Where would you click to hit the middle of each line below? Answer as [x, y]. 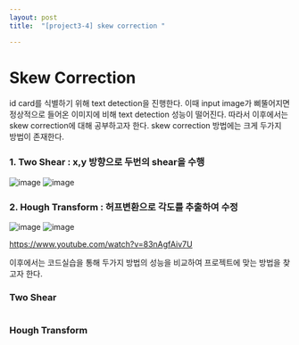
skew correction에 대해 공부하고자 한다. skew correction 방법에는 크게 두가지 [145, 126]
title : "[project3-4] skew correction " [87, 26]
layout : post [33, 17]
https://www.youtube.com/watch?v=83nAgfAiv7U [101, 244]
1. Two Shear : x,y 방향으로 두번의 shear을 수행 [107, 162]
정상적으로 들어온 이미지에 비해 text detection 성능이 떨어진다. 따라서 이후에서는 [149, 115]
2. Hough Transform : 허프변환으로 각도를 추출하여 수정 [124, 207]
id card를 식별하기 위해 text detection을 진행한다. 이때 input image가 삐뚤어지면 [149, 103]
